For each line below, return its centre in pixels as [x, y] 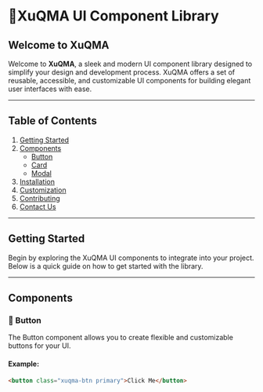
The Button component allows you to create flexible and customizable [121, 338]
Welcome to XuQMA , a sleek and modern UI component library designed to [130, 64]
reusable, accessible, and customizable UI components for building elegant [130, 81]
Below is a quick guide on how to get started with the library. [106, 266]
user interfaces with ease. [50, 89]
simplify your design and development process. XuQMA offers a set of [122, 72]
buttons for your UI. [40, 346]
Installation [37, 181]
